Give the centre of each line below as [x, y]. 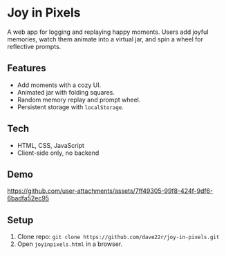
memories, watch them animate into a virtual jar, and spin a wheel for [105, 39]
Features [27, 68]
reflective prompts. [34, 46]
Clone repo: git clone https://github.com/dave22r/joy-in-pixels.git [118, 237]
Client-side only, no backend [58, 153]
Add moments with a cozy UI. [59, 85]
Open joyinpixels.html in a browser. [70, 244]
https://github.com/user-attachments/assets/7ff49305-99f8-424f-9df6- [110, 191]
